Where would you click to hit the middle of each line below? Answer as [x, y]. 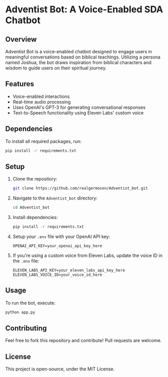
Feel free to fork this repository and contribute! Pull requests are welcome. [83, 341]
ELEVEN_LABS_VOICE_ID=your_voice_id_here [57, 275]
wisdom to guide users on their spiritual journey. [56, 68]
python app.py [20, 312]
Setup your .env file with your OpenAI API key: [62, 236]
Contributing [26, 329]
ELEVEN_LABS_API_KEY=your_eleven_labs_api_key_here [69, 270]
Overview [21, 39]
